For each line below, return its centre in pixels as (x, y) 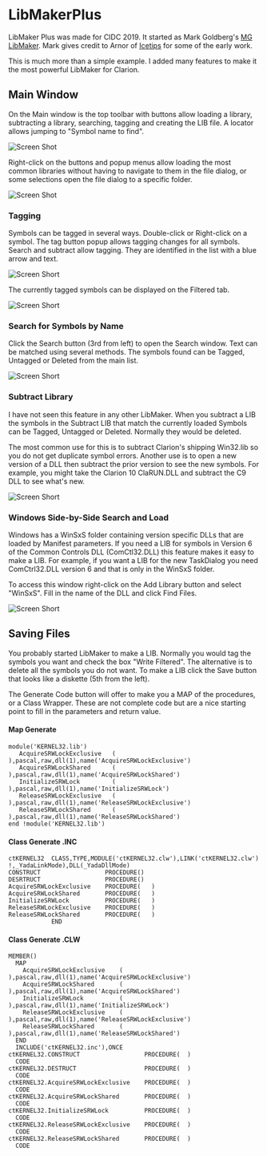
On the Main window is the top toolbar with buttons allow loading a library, (130, 114)
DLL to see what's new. (47, 481)
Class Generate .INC (43, 842)
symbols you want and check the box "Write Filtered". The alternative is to (130, 661)
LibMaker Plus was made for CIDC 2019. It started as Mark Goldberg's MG (131, 37)
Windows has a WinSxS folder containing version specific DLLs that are (126, 534)
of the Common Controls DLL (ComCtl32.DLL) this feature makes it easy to (131, 552)
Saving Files (39, 634)
